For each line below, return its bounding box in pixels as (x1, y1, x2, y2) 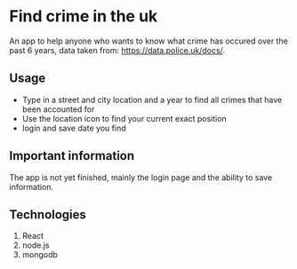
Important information (9, 148, 135, 163)
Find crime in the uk (9, 6, 158, 27)
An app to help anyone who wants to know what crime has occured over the (9, 36, 289, 46)
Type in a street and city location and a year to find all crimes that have (21, 94, 283, 105)
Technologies (9, 207, 87, 222)
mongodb (21, 249, 58, 260)
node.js (21, 240, 51, 250)
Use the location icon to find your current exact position (21, 113, 227, 123)
